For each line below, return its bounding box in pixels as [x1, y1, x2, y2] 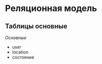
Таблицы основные [5, 22, 68, 30]
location [12, 49, 29, 55]
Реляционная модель [5, 3, 97, 14]
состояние [12, 54, 34, 60]
